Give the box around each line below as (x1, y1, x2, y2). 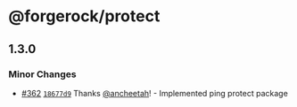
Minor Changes (8, 68, 77, 80)
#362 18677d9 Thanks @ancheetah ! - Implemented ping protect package (21, 88, 289, 98)
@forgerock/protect (8, 6, 161, 27)
